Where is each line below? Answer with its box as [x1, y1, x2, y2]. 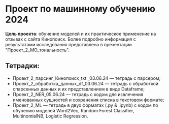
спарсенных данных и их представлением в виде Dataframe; [12, 86, 145, 92]
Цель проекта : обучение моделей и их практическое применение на [5, 30, 156, 37]
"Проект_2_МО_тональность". [5, 47, 70, 53]
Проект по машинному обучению [5, 3, 156, 15]
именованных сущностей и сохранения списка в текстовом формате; [12, 97, 164, 103]
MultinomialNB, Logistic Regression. [12, 113, 88, 119]
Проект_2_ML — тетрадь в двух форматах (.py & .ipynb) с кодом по [12, 102, 158, 108]
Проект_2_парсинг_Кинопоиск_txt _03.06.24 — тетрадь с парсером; [12, 75, 161, 81]
